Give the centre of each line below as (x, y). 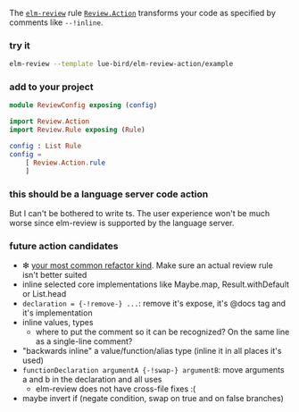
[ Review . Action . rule (65, 163)
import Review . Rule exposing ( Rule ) (77, 130)
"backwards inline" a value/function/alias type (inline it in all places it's (152, 351)
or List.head (44, 294)
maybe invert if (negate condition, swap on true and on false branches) (153, 399)
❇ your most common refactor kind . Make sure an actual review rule (148, 265)
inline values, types (58, 323)
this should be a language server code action (109, 194)
